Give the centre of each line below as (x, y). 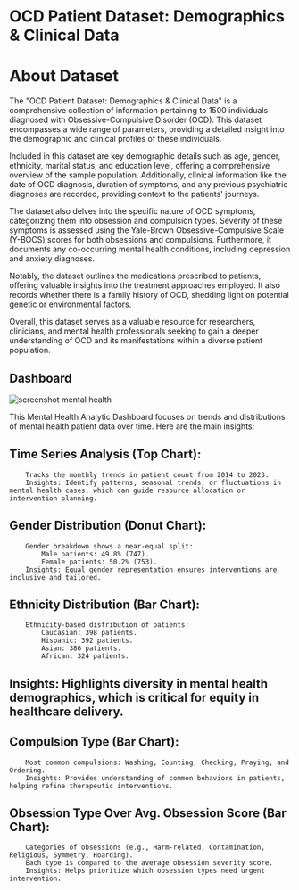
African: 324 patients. (85, 656)
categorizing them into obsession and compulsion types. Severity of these (146, 221)
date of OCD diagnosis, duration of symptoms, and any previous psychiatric (149, 185)
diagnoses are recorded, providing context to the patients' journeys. (134, 194)
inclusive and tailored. (55, 577)
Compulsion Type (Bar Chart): (94, 742)
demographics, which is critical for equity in (134, 697)
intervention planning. (54, 498)
